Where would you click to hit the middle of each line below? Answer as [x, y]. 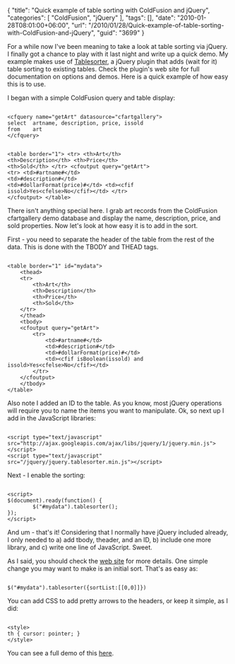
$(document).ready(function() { [55, 500]
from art [25, 130]
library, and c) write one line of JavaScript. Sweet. [80, 547]
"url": [79, 25]
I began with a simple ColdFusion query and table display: [91, 98]
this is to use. [26, 84]
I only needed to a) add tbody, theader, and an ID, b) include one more [109, 540]
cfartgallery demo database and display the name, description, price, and [114, 218]
